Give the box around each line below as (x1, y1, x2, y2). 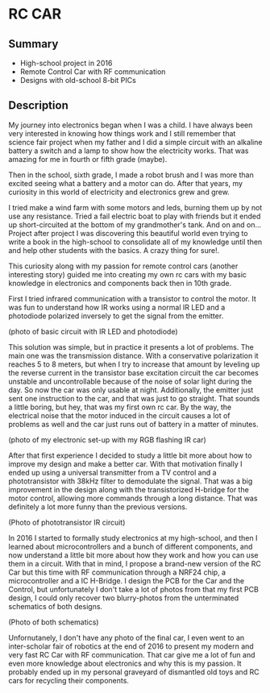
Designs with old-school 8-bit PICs (19, 76, 137, 85)
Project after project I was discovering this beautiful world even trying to (8, 228, 248, 238)
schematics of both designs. (8, 601, 103, 611)
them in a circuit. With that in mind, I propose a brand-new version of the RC (8, 558, 262, 568)
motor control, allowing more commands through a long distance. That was (8, 493, 258, 503)
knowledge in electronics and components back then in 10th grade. (8, 278, 232, 288)
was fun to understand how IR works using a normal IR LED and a (8, 302, 226, 312)
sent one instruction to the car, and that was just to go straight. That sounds (8, 393, 260, 403)
